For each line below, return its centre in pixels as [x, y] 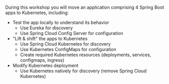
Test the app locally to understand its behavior [61, 23]
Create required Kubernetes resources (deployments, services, [86, 55]
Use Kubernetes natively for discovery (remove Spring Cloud [83, 71]
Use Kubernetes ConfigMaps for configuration [68, 49]
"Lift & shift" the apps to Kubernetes [50, 38]
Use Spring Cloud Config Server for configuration [72, 33]
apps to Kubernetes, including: [37, 13]
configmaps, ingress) [42, 60]
